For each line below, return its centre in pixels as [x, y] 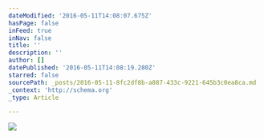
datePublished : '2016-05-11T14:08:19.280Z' [82, 68]
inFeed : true [30, 30]
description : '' [35, 53]
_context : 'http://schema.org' [61, 90]
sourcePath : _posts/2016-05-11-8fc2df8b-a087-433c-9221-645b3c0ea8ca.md [132, 82]
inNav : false [30, 38]
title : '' [25, 46]
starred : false [34, 75]
